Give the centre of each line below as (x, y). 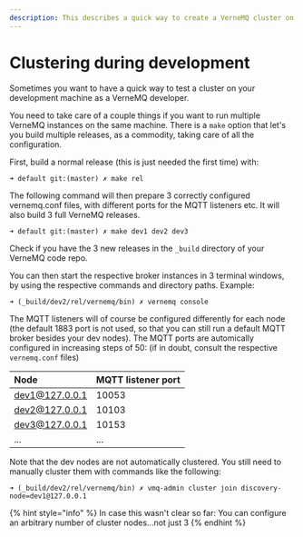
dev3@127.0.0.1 (51, 424)
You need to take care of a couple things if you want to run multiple (135, 115)
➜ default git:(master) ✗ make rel (77, 178)
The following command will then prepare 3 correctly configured (130, 195)
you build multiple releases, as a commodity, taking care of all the (132, 134)
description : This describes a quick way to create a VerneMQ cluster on (152, 18)
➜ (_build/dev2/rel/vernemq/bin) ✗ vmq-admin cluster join (123, 488)
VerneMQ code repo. (49, 258)
